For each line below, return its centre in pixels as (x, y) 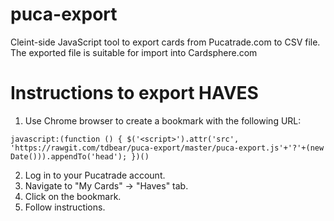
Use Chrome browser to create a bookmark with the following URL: (163, 120)
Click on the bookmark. (73, 196)
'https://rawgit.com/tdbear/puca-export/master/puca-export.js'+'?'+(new (167, 148)
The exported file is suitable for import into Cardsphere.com (134, 52)
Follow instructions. (65, 207)
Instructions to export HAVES (134, 93)
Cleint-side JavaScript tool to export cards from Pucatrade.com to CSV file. (165, 42)
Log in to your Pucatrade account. (95, 175)
